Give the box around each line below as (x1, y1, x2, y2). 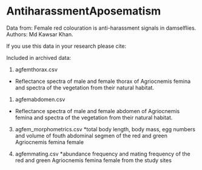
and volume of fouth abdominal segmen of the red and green (15, 132, 168, 139)
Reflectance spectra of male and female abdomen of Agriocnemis (15, 107, 180, 114)
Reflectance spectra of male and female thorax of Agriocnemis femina (15, 77, 191, 85)
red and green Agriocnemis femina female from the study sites (15, 156, 172, 164)
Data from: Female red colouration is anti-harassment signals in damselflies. (6, 24, 197, 31)
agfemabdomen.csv (15, 96, 66, 103)
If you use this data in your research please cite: (6, 42, 127, 50)
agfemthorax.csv (15, 65, 58, 73)
